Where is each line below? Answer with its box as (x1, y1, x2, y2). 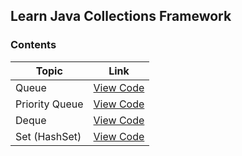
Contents (10, 38, 57, 52)
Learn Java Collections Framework (10, 8, 232, 25)
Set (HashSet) (15, 129, 82, 143)
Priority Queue (15, 97, 84, 111)
